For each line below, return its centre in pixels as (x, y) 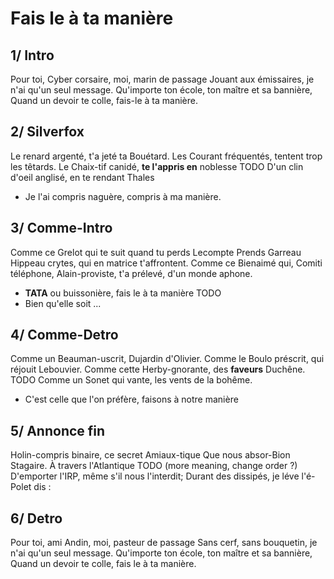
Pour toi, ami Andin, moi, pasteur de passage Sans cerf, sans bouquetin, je (164, 543)
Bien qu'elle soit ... (63, 303)
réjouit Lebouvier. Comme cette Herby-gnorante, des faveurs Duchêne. (158, 369)
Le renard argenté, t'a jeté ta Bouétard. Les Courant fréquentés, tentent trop (166, 156)
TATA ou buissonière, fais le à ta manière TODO (123, 293)
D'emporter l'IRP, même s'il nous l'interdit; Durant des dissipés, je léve (155, 476)
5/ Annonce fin (58, 430)
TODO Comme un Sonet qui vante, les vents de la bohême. (131, 380)
